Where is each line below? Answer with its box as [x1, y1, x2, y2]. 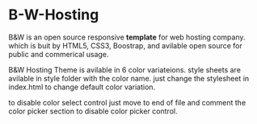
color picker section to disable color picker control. [8, 106, 178, 116]
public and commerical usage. [8, 49, 109, 59]
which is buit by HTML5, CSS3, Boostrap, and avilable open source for [8, 40, 242, 50]
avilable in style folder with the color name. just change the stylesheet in [8, 73, 250, 83]
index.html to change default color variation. [8, 82, 156, 92]
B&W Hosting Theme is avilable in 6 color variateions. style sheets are [8, 64, 241, 74]
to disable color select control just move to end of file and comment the [8, 97, 246, 107]
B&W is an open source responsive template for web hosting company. [8, 32, 246, 42]
